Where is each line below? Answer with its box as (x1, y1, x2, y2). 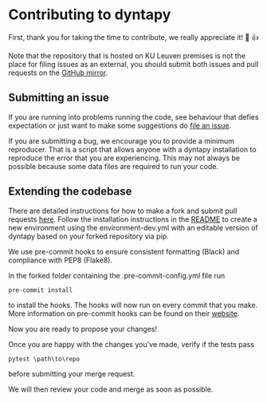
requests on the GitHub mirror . (8, 68, 108, 77)
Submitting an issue (8, 91, 110, 104)
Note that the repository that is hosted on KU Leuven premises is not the (8, 50, 245, 61)
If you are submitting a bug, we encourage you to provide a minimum (8, 136, 235, 145)
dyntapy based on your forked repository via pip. (8, 231, 169, 241)
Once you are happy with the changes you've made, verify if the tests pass (8, 339, 255, 349)
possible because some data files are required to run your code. (8, 161, 219, 171)
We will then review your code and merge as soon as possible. (8, 384, 214, 394)
